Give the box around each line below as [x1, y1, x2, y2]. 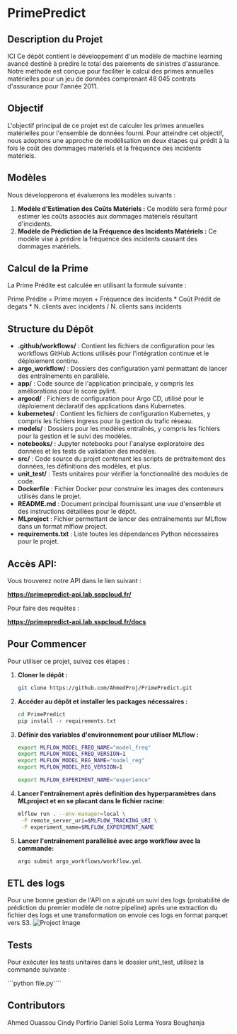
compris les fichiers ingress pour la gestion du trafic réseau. [17, 417, 193, 425]
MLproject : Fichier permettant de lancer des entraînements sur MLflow [17, 515, 227, 523]
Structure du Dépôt [7, 323, 94, 335]
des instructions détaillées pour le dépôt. [17, 507, 137, 516]
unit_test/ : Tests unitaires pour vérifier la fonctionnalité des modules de [17, 469, 229, 478]
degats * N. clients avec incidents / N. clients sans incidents [7, 302, 182, 311]
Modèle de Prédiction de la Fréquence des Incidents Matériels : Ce [17, 226, 217, 235]
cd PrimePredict [17, 711, 66, 718]
